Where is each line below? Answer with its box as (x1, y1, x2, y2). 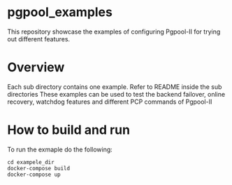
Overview (7, 60, 65, 76)
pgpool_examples (7, 4, 113, 20)
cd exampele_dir (7, 158, 55, 165)
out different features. (7, 34, 71, 43)
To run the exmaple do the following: (7, 145, 113, 153)
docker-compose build (7, 165, 71, 172)
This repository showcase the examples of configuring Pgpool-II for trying (7, 27, 221, 36)
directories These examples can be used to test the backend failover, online (7, 90, 226, 98)
